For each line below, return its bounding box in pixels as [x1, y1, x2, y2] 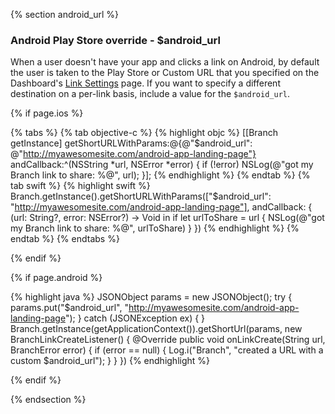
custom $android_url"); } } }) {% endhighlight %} [10, 355, 211, 367]
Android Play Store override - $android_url [10, 33, 221, 47]
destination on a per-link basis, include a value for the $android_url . [10, 88, 290, 100]
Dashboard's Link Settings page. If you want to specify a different [10, 77, 281, 89]
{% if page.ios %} [10, 107, 84, 119]
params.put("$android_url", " [10, 302, 129, 314]
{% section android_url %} [10, 9, 120, 20]
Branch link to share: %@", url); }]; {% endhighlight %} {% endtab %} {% [10, 169, 311, 181]
